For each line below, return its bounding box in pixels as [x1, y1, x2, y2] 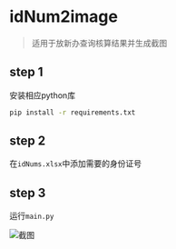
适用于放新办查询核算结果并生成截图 [31, 37, 168, 48]
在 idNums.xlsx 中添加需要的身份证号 [9, 158, 142, 169]
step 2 [9, 134, 46, 149]
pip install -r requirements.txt [9, 107, 136, 117]
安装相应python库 [9, 89, 75, 101]
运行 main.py [9, 211, 54, 222]
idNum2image [9, 6, 118, 27]
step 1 [9, 65, 44, 80]
